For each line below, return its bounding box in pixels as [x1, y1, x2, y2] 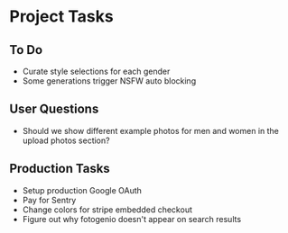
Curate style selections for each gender [22, 66, 171, 76]
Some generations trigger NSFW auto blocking [22, 76, 197, 86]
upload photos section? [22, 135, 110, 146]
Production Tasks [9, 161, 110, 176]
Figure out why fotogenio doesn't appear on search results [22, 213, 242, 224]
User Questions [9, 102, 99, 117]
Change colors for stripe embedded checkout [22, 204, 192, 215]
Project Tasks [9, 6, 115, 27]
